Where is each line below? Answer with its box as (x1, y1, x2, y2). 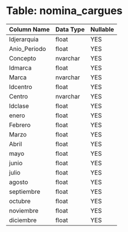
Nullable (90, 25, 114, 33)
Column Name (9, 25, 50, 33)
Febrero (9, 121, 31, 129)
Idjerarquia (9, 35, 39, 43)
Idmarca (9, 63, 32, 71)
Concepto (9, 54, 36, 62)
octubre (9, 197, 31, 205)
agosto (9, 178, 28, 186)
